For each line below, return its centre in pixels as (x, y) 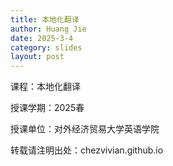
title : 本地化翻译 (45, 19)
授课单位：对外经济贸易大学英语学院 (85, 129)
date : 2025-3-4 (42, 38)
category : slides (46, 47)
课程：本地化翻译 (45, 87)
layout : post (37, 57)
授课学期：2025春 (47, 108)
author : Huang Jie (48, 29)
